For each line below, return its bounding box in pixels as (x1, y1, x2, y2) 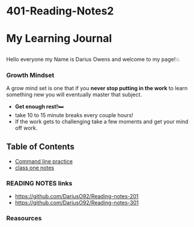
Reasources (6, 214, 42, 223)
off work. (14, 124, 38, 132)
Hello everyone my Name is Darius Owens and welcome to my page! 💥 (6, 55, 180, 62)
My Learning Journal (6, 32, 112, 46)
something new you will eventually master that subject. (6, 91, 142, 98)
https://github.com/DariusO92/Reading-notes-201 (14, 193, 139, 200)
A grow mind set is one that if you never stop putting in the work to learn (6, 85, 188, 92)
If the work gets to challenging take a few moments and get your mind (14, 118, 189, 126)
